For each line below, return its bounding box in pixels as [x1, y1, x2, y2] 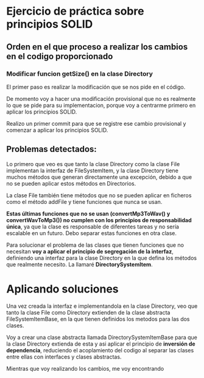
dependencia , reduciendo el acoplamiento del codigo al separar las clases [6, 346, 194, 354]
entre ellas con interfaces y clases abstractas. [6, 353, 122, 360]
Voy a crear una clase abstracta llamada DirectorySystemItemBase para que [6, 333, 198, 341]
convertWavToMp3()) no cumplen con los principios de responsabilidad [6, 216, 192, 224]
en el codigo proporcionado [6, 51, 113, 62]
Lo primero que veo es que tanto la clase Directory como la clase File [6, 160, 180, 167]
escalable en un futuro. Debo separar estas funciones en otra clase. [6, 229, 177, 236]
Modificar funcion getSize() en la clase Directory [6, 69, 153, 78]
